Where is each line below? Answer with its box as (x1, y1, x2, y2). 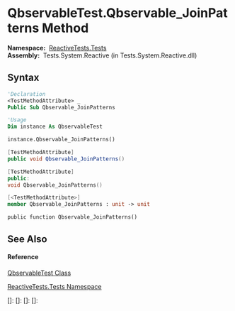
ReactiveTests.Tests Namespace (7, 282, 102, 290)
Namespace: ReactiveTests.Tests (7, 43, 107, 52)
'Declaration (7, 90, 46, 97)
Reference (7, 253, 39, 261)
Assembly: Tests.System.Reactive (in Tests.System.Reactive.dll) (7, 51, 197, 60)
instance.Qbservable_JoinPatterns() (7, 136, 115, 143)
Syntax (7, 72, 40, 84)
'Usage (7, 116, 27, 124)
